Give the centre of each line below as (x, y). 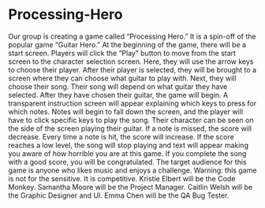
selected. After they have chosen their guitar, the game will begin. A (118, 95)
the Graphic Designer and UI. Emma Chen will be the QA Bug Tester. (119, 195)
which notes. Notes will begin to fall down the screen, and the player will (125, 111)
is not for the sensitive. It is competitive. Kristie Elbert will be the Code (122, 178)
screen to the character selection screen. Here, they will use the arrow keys (131, 61)
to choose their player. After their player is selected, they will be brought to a (132, 69)
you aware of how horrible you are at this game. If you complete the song (127, 153)
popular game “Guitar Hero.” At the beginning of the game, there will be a (127, 44)
